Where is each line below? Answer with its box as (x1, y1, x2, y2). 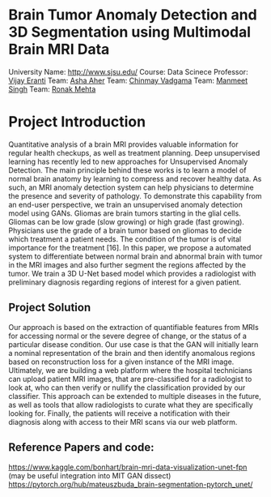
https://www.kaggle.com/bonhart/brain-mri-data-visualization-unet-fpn (8, 462, 248, 472)
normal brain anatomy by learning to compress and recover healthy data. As (8, 174, 262, 183)
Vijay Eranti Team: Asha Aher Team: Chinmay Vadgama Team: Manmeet (8, 75, 248, 85)
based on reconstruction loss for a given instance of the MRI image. (8, 357, 235, 366)
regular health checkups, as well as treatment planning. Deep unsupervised (8, 148, 260, 157)
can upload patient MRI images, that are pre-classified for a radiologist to (8, 374, 252, 383)
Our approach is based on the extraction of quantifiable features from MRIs (8, 322, 259, 332)
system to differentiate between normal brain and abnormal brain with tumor (8, 251, 263, 261)
